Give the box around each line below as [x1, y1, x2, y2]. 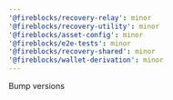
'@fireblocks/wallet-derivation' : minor [8, 55, 165, 65]
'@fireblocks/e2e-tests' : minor [8, 38, 131, 48]
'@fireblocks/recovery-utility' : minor [8, 22, 160, 31]
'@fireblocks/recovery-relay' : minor [8, 13, 152, 23]
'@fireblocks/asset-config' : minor [8, 30, 144, 39]
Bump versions [8, 81, 66, 91]
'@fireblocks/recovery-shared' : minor [8, 47, 156, 56]
